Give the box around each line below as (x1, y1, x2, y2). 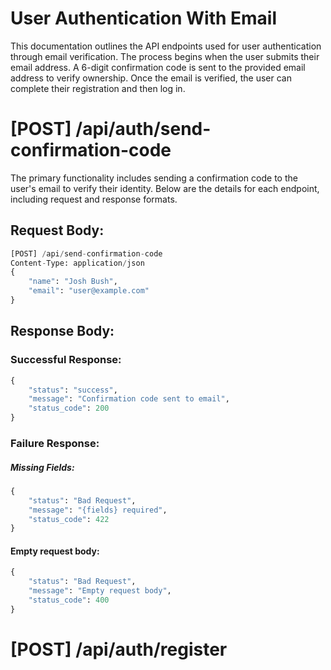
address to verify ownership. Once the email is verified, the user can (10, 72, 292, 84)
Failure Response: (10, 436, 100, 450)
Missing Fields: (10, 461, 75, 473)
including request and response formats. (10, 193, 178, 205)
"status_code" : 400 (28, 595, 110, 606)
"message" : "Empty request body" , (28, 586, 172, 596)
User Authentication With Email (10, 7, 278, 30)
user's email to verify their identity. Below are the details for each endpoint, (10, 182, 320, 194)
